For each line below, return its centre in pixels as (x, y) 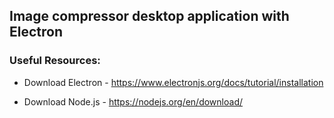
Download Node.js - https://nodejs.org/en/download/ (133, 101)
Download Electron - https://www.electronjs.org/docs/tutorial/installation (173, 82)
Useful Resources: (55, 61)
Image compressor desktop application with (149, 16)
